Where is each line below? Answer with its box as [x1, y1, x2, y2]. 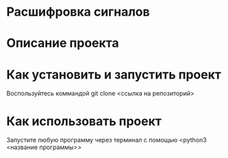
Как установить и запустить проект [6, 66, 222, 82]
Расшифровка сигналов [6, 4, 150, 20]
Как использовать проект [6, 114, 162, 129]
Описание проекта [6, 36, 119, 51]
